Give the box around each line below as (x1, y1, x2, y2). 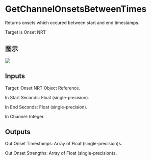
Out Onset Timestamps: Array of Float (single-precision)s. (5, 141, 123, 147)
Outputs (5, 128, 31, 136)
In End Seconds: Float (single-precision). (5, 104, 87, 110)
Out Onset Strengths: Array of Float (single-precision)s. (5, 150, 117, 156)
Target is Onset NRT (5, 29, 46, 35)
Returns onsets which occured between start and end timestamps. (5, 20, 140, 26)
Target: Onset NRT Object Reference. (5, 85, 80, 91)
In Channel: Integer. (5, 113, 45, 119)
